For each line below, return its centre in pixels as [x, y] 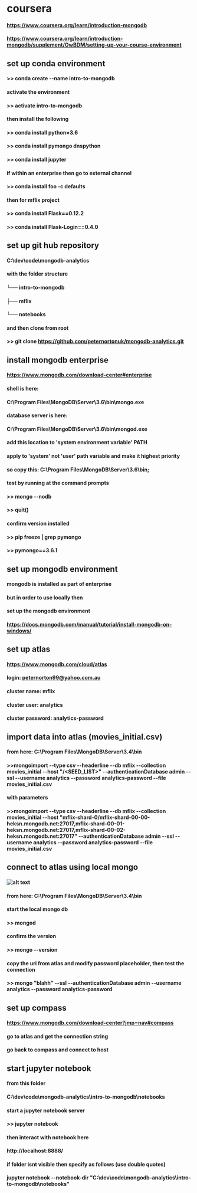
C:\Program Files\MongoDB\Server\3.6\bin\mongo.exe [75, 402]
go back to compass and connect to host [58, 1050]
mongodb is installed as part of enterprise [59, 584]
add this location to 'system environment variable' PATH [77, 443]
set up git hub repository [53, 246]
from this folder [26, 1083]
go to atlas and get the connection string [58, 1036]
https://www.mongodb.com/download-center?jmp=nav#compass [90, 1023]
